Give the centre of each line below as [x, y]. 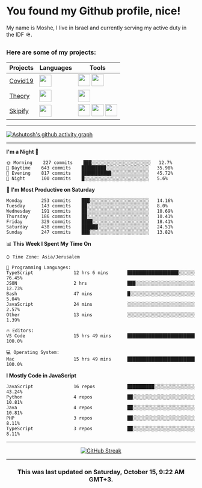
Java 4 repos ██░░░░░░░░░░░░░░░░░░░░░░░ [101, 408]
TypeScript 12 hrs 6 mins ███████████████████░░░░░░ [101, 273]
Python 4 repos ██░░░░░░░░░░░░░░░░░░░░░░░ [101, 397]
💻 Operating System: [33, 353]
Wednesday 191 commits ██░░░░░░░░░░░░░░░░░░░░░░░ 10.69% [90, 212]
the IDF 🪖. [20, 34]
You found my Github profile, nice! [93, 11]
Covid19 [22, 81]
